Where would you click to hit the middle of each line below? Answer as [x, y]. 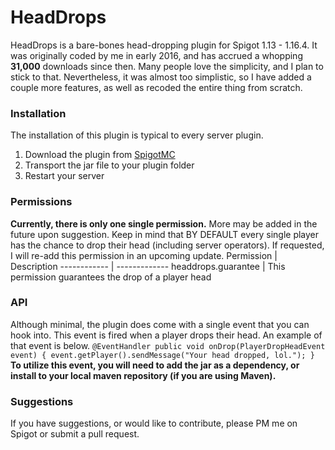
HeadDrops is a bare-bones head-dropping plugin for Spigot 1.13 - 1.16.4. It [164, 45]
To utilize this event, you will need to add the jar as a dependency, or [155, 365]
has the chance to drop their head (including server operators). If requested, [167, 245]
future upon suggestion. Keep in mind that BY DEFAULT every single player [165, 234]
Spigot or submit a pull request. [75, 434]
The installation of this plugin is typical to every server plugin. [137, 135]
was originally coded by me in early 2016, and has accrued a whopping [156, 55]
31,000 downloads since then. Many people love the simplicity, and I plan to [167, 66]
